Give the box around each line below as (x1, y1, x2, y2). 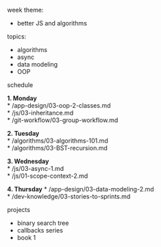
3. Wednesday (7, 157, 49, 165)
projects (7, 206, 31, 213)
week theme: (7, 6, 44, 14)
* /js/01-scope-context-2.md (7, 172, 88, 180)
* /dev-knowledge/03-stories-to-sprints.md (7, 192, 131, 200)
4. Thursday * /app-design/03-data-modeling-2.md (7, 185, 154, 193)
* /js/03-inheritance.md (7, 109, 74, 117)
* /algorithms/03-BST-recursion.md (7, 144, 108, 152)
